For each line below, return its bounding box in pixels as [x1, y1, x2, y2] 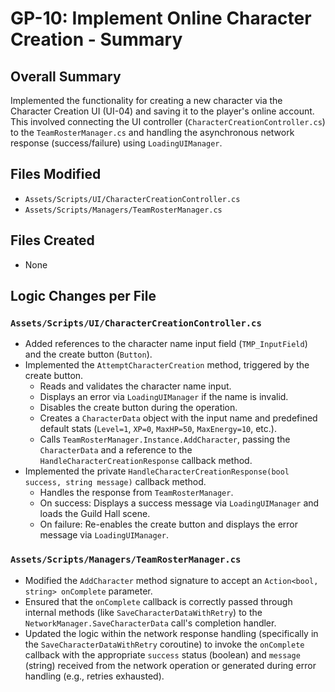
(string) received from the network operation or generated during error [24, 659, 317, 671]
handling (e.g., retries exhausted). [24, 670, 165, 682]
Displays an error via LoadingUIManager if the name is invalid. [39, 391, 289, 403]
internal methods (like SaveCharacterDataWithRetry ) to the [24, 606, 263, 618]
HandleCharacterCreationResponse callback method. [39, 455, 253, 467]
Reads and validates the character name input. [39, 380, 232, 392]
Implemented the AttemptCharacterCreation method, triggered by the [24, 359, 310, 371]
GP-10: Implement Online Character [10, 7, 312, 30]
